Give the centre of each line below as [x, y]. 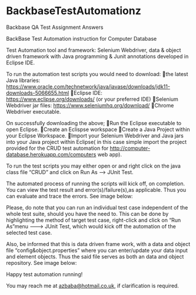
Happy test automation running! [44, 274]
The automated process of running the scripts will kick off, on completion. [96, 183]
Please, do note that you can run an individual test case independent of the [97, 207]
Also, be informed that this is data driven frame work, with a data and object [98, 244]
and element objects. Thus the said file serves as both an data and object [95, 256]
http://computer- [130, 148]
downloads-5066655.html [38, 93]
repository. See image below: [41, 263]
